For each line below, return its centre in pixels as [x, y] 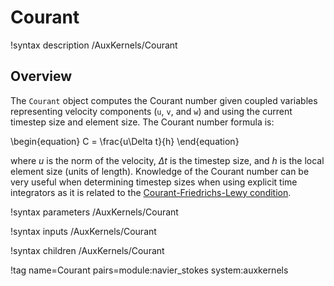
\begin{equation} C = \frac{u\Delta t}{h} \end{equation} [125, 141]
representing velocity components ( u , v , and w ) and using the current [151, 111]
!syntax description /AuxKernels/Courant [94, 45]
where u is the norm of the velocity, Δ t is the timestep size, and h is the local [167, 160]
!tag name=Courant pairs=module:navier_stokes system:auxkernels [149, 270]
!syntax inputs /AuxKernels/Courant [83, 231]
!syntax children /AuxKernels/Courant [87, 250]
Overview [41, 76]
